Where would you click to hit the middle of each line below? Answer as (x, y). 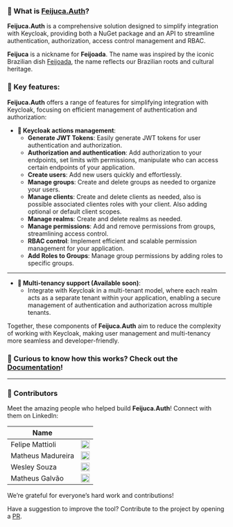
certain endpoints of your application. (81, 167)
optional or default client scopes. (75, 211)
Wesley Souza (34, 467)
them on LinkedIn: (33, 416)
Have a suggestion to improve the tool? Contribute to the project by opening (116, 509)
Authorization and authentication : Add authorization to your (115, 153)
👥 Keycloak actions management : (67, 130)
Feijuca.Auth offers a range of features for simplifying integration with (108, 102)
